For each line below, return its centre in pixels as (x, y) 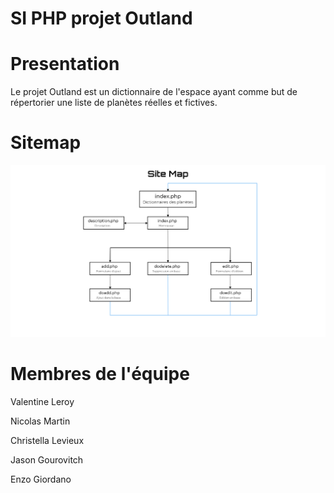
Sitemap (46, 143)
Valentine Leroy (42, 402)
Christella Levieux (47, 441)
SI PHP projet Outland (101, 18)
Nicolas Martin (40, 421)
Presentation (65, 64)
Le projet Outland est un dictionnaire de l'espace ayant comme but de (154, 92)
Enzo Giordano (41, 479)
